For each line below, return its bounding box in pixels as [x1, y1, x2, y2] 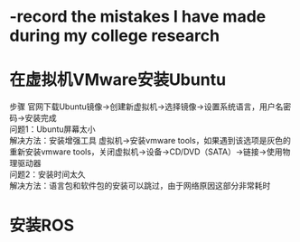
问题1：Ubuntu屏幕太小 [9, 124, 97, 135]
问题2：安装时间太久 [9, 169, 86, 180]
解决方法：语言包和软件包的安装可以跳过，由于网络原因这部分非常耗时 [9, 181, 271, 191]
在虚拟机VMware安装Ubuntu [9, 70, 227, 90]
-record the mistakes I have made [9, 6, 267, 27]
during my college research [9, 25, 220, 46]
